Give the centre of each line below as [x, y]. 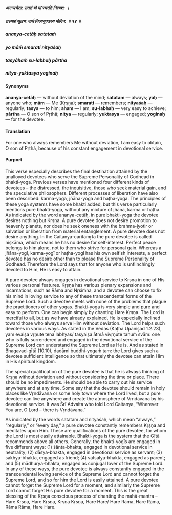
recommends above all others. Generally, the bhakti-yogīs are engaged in [83, 441]
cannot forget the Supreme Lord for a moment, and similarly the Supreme [83, 485]
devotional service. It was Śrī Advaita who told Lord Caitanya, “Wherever [82, 404]
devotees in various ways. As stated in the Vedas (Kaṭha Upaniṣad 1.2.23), [84, 328]
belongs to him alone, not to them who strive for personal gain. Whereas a [83, 248]
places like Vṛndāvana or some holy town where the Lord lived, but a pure [83, 393]
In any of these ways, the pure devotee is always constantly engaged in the [85, 469]
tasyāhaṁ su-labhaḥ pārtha [36, 60]
